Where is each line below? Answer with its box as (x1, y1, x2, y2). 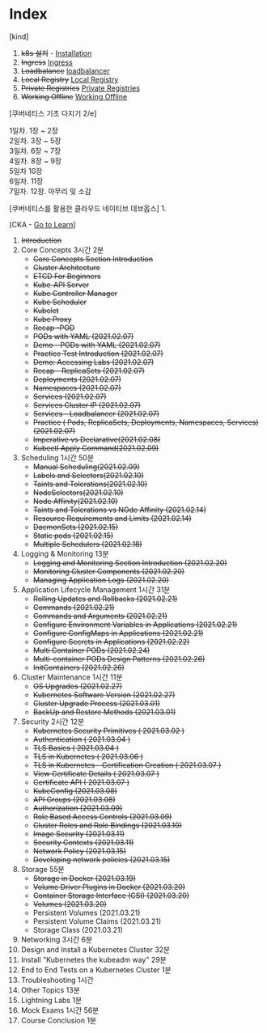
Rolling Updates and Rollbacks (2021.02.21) (32, 594, 178, 603)
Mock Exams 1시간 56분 (20, 1005, 100, 1015)
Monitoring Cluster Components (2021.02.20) (32, 566, 185, 576)
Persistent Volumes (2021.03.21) (32, 908, 141, 917)
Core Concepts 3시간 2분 (20, 244, 104, 255)
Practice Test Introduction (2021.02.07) (32, 349, 164, 358)
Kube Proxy (32, 314, 72, 324)
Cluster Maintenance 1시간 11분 (20, 672, 123, 682)
